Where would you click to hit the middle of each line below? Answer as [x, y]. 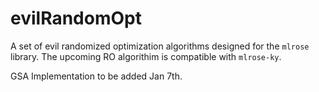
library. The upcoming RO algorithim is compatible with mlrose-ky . [146, 56]
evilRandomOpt [76, 18]
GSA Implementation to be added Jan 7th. [96, 76]
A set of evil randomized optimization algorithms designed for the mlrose [160, 46]
